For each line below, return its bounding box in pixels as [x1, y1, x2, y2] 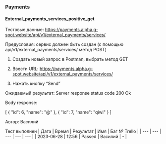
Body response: [5, 100, 38, 106]
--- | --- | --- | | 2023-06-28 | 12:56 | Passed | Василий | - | [5, 134, 127, 140]
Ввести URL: [12, 66, 39, 72]
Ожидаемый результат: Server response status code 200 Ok [5, 90, 131, 96]
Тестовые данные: [5, 27, 44, 33]
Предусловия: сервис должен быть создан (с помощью [5, 41, 124, 47]
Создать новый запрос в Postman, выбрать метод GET [12, 56, 128, 62]
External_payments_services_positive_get [5, 16, 95, 22]
